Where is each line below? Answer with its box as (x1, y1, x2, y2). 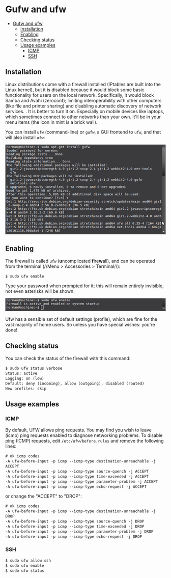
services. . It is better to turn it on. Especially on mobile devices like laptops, (5, 108, 164, 114)
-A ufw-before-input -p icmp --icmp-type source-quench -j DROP (5, 518, 145, 524)
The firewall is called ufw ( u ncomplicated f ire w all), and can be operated (5, 258, 155, 264)
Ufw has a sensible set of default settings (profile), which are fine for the (5, 316, 158, 322)
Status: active (5, 371, 38, 376)
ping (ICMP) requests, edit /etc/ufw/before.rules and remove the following (5, 437, 164, 444)
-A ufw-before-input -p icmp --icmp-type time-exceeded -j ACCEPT (5, 474, 149, 479)
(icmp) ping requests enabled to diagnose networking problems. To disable (5, 432, 163, 438)
